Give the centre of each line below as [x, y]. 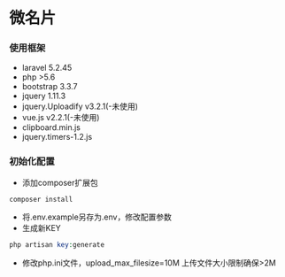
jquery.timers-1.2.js [57, 137]
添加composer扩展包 [60, 182]
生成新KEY [42, 227]
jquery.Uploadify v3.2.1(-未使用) [80, 106]
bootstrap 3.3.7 [50, 87]
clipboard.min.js [51, 127]
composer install [41, 199]
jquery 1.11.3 [44, 96]
